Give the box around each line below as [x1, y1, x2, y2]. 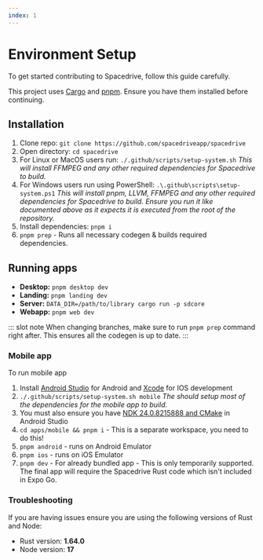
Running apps [8, 261, 78, 275]
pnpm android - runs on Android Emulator [19, 441, 152, 452]
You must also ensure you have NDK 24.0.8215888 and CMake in [19, 408, 230, 418]
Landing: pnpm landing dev [19, 291, 108, 300]
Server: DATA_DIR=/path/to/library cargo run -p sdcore [19, 299, 206, 309]
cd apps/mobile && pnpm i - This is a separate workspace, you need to [19, 425, 249, 434]
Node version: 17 [19, 544, 75, 554]
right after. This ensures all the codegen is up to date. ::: [8, 331, 189, 340]
